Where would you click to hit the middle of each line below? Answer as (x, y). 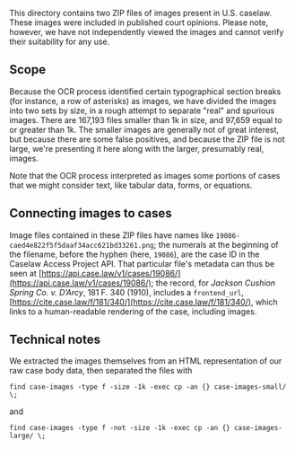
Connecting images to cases (91, 213)
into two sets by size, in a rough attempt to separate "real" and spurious (142, 110)
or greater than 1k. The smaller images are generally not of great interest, (144, 129)
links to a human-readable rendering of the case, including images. (133, 311)
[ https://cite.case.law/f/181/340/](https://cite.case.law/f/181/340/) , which (143, 302)
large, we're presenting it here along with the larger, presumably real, (137, 148)
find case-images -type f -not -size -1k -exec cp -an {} (120, 428)
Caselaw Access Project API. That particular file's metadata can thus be (142, 263)
